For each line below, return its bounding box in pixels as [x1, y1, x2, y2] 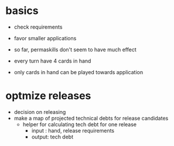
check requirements [13, 23, 63, 30]
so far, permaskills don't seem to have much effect [13, 46, 137, 53]
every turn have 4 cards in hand [13, 57, 91, 64]
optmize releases [5, 89, 91, 103]
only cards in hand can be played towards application [13, 68, 144, 75]
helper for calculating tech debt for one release [22, 121, 137, 128]
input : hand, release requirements [31, 127, 115, 134]
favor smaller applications [13, 34, 77, 41]
